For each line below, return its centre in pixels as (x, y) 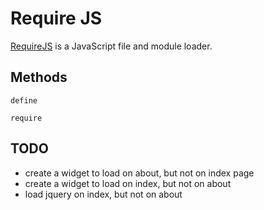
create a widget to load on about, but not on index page (139, 173)
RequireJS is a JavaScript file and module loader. (111, 46)
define (24, 100)
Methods (39, 77)
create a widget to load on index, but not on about (128, 183)
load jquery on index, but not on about (103, 194)
